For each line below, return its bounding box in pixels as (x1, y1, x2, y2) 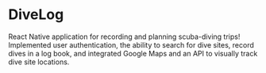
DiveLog (8, 6, 64, 24)
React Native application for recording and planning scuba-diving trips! (8, 32, 241, 41)
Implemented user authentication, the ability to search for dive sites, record (8, 40, 254, 49)
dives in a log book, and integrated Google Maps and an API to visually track (8, 48, 258, 58)
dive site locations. (8, 57, 70, 67)
